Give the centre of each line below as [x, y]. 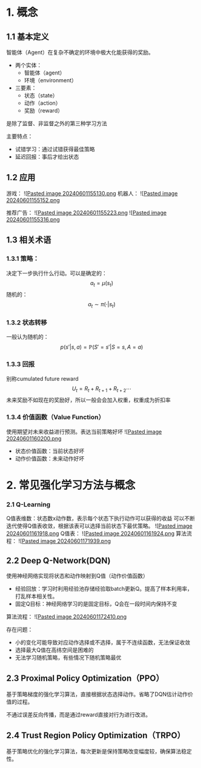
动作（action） [43, 103]
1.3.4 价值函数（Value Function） [55, 417]
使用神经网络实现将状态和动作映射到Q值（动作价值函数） [77, 576]
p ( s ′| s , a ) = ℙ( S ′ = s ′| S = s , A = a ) [102, 347]
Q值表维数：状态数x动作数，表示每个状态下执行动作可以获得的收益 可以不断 [101, 519]
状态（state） [41, 95]
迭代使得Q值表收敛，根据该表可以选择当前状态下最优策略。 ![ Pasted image [99, 526]
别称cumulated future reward [42, 378]
